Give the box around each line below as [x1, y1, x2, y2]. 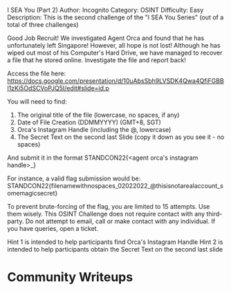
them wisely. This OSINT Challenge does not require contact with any [7, 210, 205, 218]
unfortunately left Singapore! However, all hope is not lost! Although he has [7, 41, 221, 49]
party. [7, 217, 24, 225]
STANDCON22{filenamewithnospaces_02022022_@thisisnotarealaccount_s [7, 182, 223, 189]
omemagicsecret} [7, 189, 58, 197]
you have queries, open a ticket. [7, 225, 99, 232]
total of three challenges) [7, 21, 79, 28]
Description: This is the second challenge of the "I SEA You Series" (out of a [7, 13, 224, 21]
